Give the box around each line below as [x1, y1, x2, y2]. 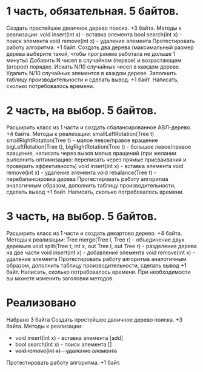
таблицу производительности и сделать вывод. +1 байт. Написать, [6, 76, 179, 83]
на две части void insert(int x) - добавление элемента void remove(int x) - [6, 249, 196, 256]
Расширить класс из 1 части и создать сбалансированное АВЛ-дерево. [6, 123, 192, 131]
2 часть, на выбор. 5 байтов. [6, 104, 158, 118]
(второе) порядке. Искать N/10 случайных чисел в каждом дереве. [6, 63, 181, 70]
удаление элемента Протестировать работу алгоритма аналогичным [6, 255, 187, 262]
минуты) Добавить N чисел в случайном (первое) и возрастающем [6, 56, 182, 64]
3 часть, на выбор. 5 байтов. [6, 209, 158, 223]
